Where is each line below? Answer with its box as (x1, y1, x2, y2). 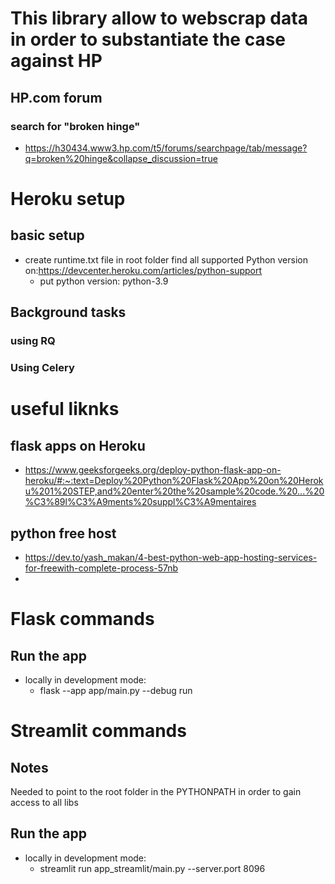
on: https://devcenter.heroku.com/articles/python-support (24, 264, 263, 276)
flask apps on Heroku (10, 437, 146, 454)
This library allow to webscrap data (10, 7, 308, 30)
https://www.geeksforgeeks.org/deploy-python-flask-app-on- (24, 464, 282, 476)
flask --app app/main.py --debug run (39, 684, 193, 696)
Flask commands (10, 608, 155, 631)
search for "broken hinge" (10, 119, 141, 133)
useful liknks (10, 398, 120, 421)
